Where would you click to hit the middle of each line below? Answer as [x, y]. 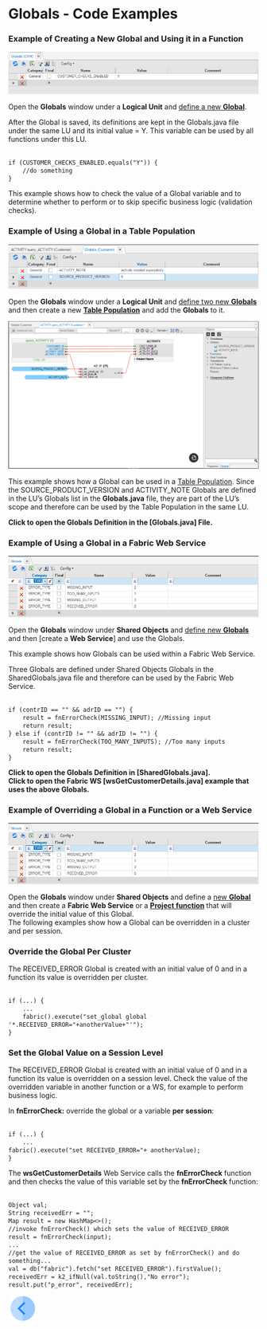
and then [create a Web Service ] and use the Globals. [97, 638]
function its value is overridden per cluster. [78, 977]
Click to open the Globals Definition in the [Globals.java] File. [110, 522]
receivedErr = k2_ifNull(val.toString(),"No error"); [99, 1277]
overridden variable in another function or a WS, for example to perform [126, 1087]
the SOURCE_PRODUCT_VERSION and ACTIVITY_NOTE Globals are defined [132, 490]
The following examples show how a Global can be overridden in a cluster [129, 922]
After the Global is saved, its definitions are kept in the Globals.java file [124, 122]
